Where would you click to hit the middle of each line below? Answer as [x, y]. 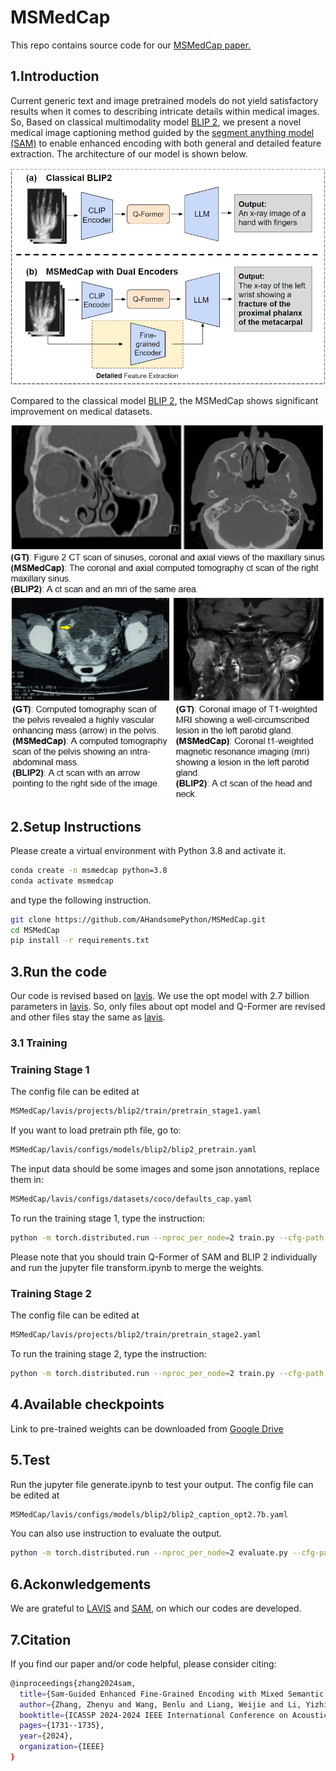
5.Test [30, 1460]
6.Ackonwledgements [81, 1584]
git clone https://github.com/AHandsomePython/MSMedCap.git [138, 919]
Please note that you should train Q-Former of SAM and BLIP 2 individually [164, 1257]
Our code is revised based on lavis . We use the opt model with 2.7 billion [160, 996]
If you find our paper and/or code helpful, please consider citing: [143, 1663]
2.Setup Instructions [76, 826]
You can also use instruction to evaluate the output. [116, 1533]
